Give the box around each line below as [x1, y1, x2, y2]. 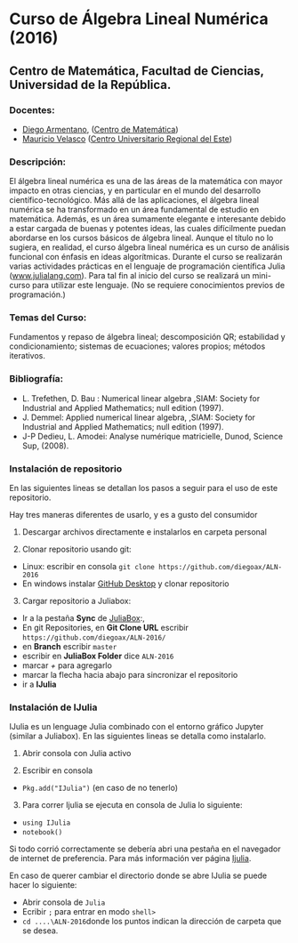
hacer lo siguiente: [9, 880, 77, 891]
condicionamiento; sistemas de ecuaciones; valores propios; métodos [9, 341, 266, 351]
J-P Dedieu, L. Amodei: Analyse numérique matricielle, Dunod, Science [21, 431, 283, 441]
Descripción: [9, 156, 67, 168]
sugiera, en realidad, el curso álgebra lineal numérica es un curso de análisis [9, 242, 290, 253]
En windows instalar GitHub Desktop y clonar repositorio [21, 578, 230, 589]
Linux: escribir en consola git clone [21, 561, 156, 572]
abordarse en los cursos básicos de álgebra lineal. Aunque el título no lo [9, 232, 274, 244]
